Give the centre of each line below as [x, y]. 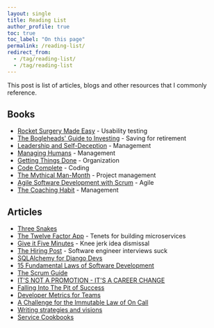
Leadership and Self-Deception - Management [84, 146]
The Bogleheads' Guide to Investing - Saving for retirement [101, 138]
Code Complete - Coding [53, 168]
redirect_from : [29, 53]
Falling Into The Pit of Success [61, 288]
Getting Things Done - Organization [68, 161]
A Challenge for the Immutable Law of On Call [83, 302]
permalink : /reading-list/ [46, 46]
